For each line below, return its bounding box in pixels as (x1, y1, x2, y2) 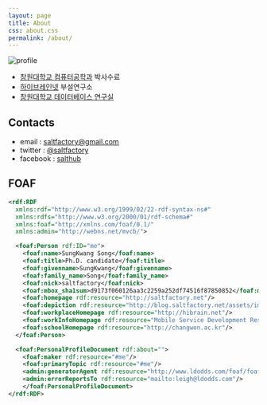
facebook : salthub (19, 154, 82, 163)
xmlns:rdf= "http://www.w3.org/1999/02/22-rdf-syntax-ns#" (15, 205, 212, 214)
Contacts (8, 116, 56, 129)
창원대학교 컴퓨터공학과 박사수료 (19, 73, 121, 82)
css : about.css (8, 26, 59, 34)
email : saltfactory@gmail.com (19, 137, 119, 147)
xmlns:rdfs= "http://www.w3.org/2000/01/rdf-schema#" (15, 213, 194, 221)
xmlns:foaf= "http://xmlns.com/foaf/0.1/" (15, 220, 155, 228)
